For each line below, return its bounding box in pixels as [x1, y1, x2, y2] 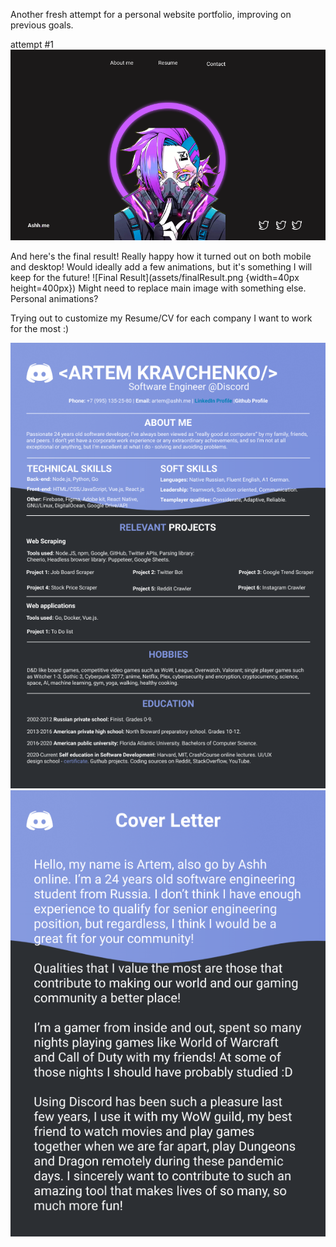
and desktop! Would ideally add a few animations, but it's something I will [10, 261, 313, 273]
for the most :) [10, 323, 70, 335]
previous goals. [10, 19, 74, 31]
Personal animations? [10, 293, 99, 305]
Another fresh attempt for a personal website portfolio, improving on [10, 9, 292, 20]
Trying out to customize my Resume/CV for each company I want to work [10, 312, 313, 324]
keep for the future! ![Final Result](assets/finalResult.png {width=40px [10, 272, 300, 284]
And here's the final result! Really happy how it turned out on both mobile [10, 250, 312, 263]
